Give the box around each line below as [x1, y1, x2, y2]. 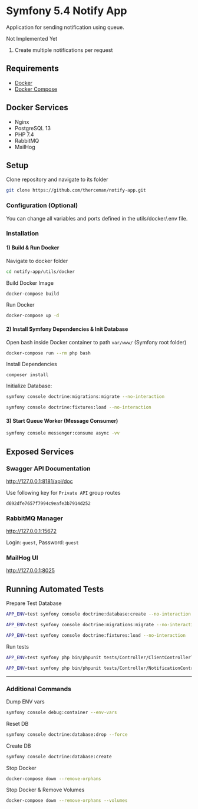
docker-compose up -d [6, 313, 60, 319]
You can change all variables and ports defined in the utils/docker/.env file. [6, 215, 188, 222]
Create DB [6, 742, 31, 749]
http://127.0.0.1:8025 [6, 567, 55, 574]
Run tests [6, 643, 29, 650]
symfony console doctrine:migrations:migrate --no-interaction [6, 394, 165, 400]
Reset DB [6, 720, 29, 727]
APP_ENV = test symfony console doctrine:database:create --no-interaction [6, 611, 192, 617]
